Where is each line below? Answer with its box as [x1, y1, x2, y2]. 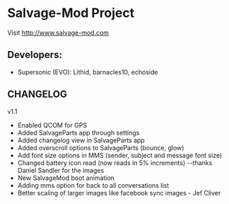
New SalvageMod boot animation [17, 174, 115, 182]
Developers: [7, 49, 62, 61]
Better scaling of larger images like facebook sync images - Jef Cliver [17, 188, 221, 197]
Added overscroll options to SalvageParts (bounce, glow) [17, 143, 184, 152]
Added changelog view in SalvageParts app [17, 136, 145, 144]
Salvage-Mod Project [7, 5, 135, 21]
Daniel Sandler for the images [17, 166, 105, 174]
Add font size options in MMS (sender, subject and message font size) [17, 151, 223, 159]
